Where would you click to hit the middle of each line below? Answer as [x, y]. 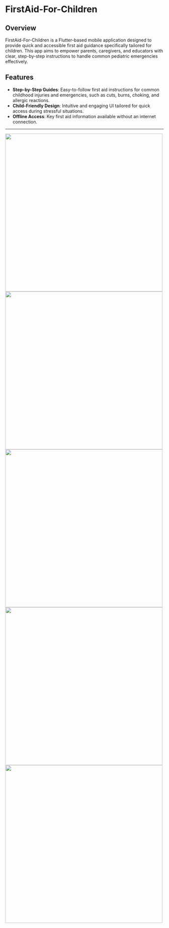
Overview [21, 28]
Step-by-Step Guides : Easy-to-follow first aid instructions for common [86, 89]
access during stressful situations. [48, 111]
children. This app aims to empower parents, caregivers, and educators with [84, 51]
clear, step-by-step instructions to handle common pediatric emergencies [81, 56]
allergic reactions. [31, 100]
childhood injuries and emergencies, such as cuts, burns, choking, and [86, 95]
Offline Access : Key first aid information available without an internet [84, 116]
